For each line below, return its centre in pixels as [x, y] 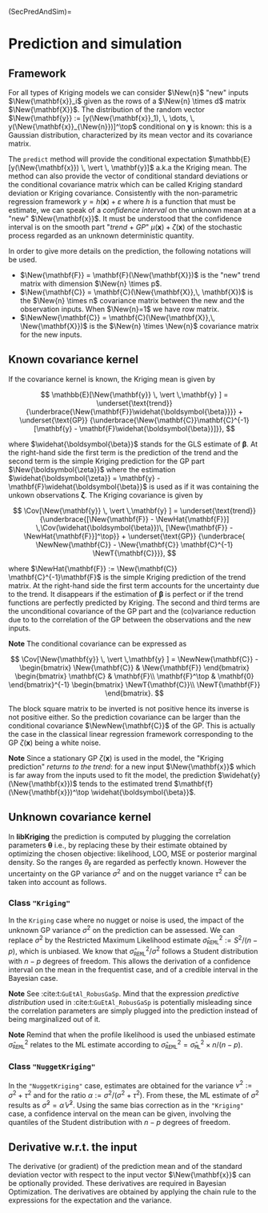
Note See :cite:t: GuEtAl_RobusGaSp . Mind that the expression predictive [124, 993]
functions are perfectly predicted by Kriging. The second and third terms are [134, 602]
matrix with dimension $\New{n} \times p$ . [91, 284]
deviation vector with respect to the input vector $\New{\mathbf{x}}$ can [130, 1175]
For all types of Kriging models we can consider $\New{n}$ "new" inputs [129, 92]
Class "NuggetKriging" [52, 1067]
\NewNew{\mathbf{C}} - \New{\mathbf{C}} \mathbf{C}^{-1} [134, 544]
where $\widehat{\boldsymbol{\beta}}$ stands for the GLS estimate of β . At [133, 444]
